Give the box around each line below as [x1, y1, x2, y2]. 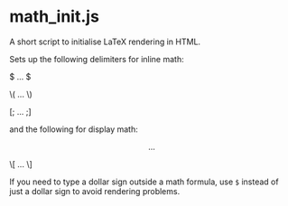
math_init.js [9, 6, 99, 27]
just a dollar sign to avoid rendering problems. [9, 185, 181, 196]
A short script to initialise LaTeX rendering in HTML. [9, 36, 201, 47]
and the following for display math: [9, 124, 138, 135]
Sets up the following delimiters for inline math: [9, 53, 184, 64]
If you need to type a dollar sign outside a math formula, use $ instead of [9, 176, 279, 187]
